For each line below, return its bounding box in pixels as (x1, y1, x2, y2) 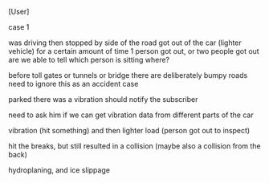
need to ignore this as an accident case (8, 79, 139, 88)
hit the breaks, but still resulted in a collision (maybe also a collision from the (8, 141, 261, 151)
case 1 (8, 22, 30, 31)
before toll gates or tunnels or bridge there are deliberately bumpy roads (8, 71, 248, 79)
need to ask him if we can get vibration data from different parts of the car (8, 110, 255, 120)
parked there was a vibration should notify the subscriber (8, 95, 198, 104)
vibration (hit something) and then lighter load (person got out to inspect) (8, 126, 251, 135)
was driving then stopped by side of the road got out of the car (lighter (8, 38, 243, 47)
